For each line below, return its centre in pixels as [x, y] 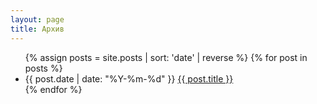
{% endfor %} [53, 89]
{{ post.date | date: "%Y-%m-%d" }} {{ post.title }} [129, 78]
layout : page [37, 19]
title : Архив [37, 29]
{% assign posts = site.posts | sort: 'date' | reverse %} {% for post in [166, 57]
